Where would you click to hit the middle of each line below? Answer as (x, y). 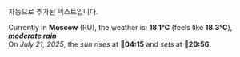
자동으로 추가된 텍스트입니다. (53, 11)
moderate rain (32, 36)
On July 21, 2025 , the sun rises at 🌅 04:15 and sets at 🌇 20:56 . (110, 44)
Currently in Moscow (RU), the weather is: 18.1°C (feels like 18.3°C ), (120, 27)
